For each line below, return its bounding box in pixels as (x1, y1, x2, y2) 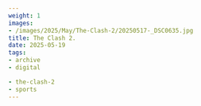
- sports (8, 85, 37, 93)
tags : (8, 49, 26, 57)
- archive (8, 57, 41, 65)
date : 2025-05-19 (8, 41, 66, 49)
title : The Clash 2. (8, 33, 77, 42)
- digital (8, 64, 41, 72)
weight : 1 (8, 11, 41, 20)
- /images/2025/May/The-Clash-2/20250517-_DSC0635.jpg (8, 26, 194, 34)
